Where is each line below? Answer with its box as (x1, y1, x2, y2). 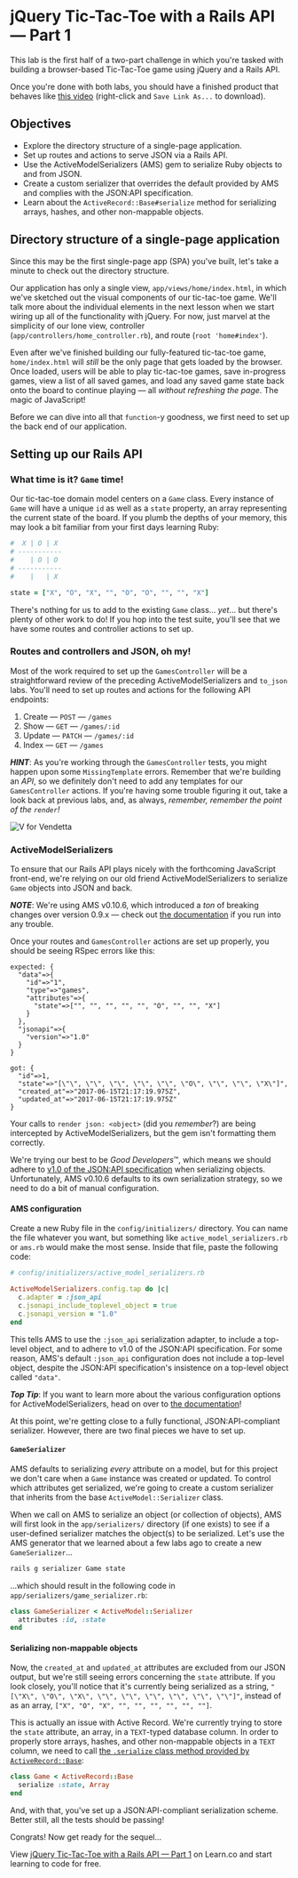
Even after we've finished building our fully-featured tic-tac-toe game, (10, 347, 267, 358)
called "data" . (10, 1372, 61, 1382)
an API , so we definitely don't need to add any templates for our (10, 776, 243, 786)
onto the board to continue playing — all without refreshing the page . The (10, 384, 278, 395)
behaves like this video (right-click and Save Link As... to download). (10, 91, 266, 101)
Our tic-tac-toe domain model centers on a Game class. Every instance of (10, 494, 274, 504)
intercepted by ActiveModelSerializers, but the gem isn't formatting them (10, 1128, 277, 1139)
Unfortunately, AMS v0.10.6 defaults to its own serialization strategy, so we (10, 1173, 283, 1184)
